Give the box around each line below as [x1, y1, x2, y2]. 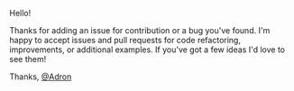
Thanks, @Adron [9, 71, 72, 82]
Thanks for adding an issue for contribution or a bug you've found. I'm [9, 25, 271, 35]
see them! [9, 54, 47, 64]
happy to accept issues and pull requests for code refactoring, [9, 35, 242, 45]
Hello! [9, 8, 32, 18]
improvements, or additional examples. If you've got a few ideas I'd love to [9, 44, 286, 55]
